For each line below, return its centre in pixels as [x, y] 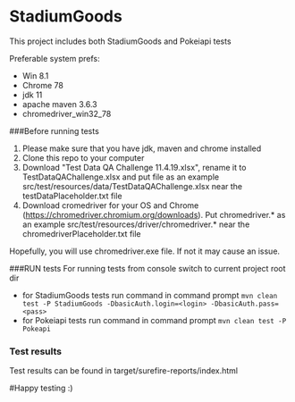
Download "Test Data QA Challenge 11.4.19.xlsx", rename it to [134, 167]
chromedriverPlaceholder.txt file [81, 233]
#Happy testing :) [41, 388]
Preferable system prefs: [55, 58]
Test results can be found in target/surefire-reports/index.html [124, 371]
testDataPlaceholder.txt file [72, 196]
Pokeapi [36, 329]
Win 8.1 [35, 75]
